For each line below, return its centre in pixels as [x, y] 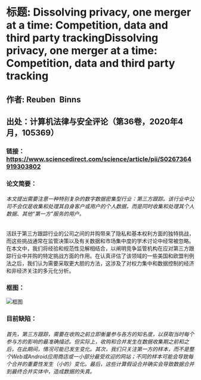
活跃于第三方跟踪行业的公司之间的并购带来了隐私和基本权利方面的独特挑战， [100, 234]
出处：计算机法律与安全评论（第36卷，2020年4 [95, 121]
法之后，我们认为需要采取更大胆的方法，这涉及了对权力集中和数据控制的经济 [100, 264]
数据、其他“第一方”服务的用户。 [45, 214]
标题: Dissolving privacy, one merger [99, 12]
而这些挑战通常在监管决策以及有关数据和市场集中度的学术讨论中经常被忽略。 [100, 241]
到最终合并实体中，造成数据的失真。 [51, 371]
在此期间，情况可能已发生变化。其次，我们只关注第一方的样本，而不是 [103, 349]
